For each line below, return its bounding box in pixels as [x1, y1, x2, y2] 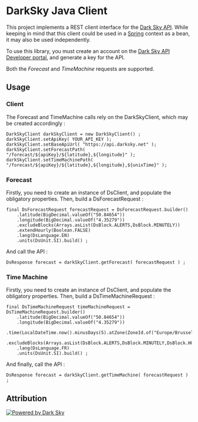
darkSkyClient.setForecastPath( [6, 146, 85, 153]
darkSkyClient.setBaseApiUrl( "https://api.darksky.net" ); [6, 141, 157, 147]
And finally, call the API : [6, 361, 65, 368]
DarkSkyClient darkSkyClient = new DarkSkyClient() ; [6, 131, 141, 137]
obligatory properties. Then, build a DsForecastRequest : [6, 195, 144, 202]
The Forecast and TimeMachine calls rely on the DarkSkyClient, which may [6, 113, 189, 120]
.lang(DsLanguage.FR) [16, 345, 70, 351]
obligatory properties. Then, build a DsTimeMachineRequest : [6, 293, 155, 300]
